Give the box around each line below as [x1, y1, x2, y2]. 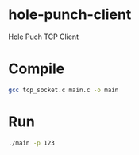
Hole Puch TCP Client [8, 32, 79, 41]
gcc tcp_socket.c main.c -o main [8, 86, 119, 94]
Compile [8, 60, 65, 78]
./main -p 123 [8, 139, 56, 147]
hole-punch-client [8, 6, 132, 24]
